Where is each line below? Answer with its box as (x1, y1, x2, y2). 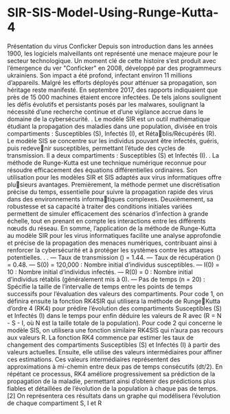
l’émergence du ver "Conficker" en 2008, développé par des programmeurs (7, 64, 222, 72)
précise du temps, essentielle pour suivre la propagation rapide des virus (7, 187, 214, 196)
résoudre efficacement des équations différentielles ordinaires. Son (7, 166, 198, 174)
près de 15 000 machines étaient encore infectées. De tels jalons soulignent (7, 93, 222, 101)
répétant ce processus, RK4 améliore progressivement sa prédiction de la (7, 369, 216, 378)
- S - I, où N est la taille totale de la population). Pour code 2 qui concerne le (7, 319, 222, 327)
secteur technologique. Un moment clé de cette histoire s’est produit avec (7, 56, 216, 64)
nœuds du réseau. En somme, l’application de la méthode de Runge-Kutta (7, 224, 216, 232)
